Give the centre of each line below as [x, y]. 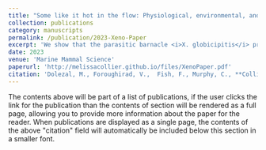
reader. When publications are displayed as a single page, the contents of [128, 122]
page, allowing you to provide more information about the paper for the [124, 113]
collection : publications [51, 23]
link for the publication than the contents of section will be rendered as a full [132, 105]
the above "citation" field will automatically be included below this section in [132, 130]
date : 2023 [26, 52]
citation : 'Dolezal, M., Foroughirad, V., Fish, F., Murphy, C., [120, 74]
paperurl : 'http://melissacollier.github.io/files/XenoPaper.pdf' [120, 67]
